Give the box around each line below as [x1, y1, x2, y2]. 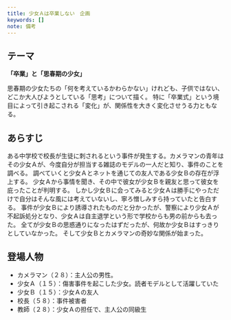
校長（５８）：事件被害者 [16, 297, 87, 305]
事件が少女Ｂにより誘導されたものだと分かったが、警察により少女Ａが [20, 204, 220, 211]
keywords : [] [7, 17, 45, 23]
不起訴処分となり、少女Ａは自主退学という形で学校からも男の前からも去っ [7, 212, 218, 220]
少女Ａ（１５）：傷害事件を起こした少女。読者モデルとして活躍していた [16, 279, 219, 288]
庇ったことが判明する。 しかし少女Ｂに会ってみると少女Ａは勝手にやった [7, 186, 214, 194]
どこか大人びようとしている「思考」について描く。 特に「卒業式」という [7, 93, 213, 101]
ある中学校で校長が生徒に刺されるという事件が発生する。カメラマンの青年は [7, 152, 224, 160]
